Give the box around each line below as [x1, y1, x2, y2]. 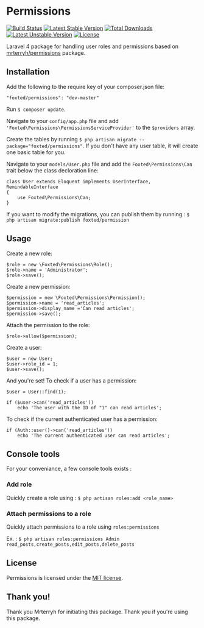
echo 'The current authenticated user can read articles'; [17, 432, 171, 439]
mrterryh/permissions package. [6, 49, 86, 56]
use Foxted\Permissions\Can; [17, 194, 91, 200]
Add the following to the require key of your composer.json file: [6, 83, 164, 90]
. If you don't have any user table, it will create [82, 142, 199, 149]
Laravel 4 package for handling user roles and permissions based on [6, 43, 178, 50]
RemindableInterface [6, 184, 59, 190]
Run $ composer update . [6, 105, 66, 113]
